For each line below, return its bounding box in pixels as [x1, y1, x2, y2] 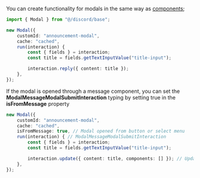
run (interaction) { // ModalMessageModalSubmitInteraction [17, 134, 167, 140]
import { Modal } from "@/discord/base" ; [6, 17, 111, 23]
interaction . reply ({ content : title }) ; [27, 65, 129, 72]
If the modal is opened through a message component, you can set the [6, 88, 180, 95]
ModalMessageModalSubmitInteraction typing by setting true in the [6, 93, 176, 101]
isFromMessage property [6, 100, 70, 107]
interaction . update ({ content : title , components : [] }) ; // [27, 155, 183, 161]
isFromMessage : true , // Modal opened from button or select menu [17, 128, 185, 135]
